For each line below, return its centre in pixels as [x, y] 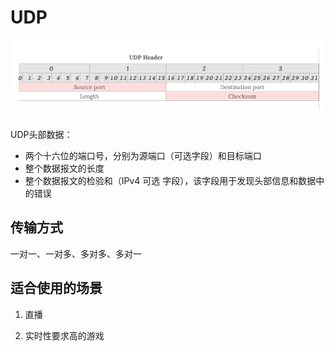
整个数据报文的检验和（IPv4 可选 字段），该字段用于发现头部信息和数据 [170, 181]
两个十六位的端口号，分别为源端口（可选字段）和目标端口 [143, 156]
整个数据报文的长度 [64, 168]
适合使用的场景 [56, 288]
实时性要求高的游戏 [64, 335]
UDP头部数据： [41, 135]
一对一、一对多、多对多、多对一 [76, 253]
